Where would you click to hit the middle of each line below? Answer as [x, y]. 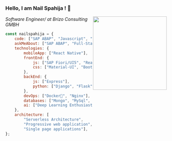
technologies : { [32, 48]
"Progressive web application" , [58, 124]
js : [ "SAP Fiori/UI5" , [57, 63]
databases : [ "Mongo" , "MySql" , [57, 101]
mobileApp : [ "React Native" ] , [56, 53]
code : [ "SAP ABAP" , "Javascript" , [51, 39]
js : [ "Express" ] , [51, 82]
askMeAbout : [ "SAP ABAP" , [42, 44]
